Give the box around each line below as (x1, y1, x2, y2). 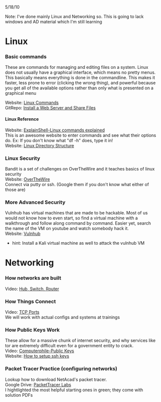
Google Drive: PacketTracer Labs (5, 381, 72, 387)
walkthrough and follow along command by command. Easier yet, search (5, 220, 151, 226)
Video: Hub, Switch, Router (5, 286, 59, 292)
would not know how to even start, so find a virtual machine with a (5, 215, 138, 221)
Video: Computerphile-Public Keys (5, 348, 74, 354)
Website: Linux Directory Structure (5, 143, 74, 148)
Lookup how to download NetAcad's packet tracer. (5, 376, 107, 382)
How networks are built (5, 275, 62, 281)
